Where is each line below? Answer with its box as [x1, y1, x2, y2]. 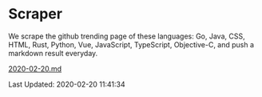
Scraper [8, 5, 62, 23]
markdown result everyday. [8, 48, 98, 58]
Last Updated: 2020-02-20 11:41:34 [8, 79, 125, 89]
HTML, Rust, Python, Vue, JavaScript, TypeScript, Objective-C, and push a [8, 39, 254, 49]
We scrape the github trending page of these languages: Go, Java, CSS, [8, 31, 245, 41]
